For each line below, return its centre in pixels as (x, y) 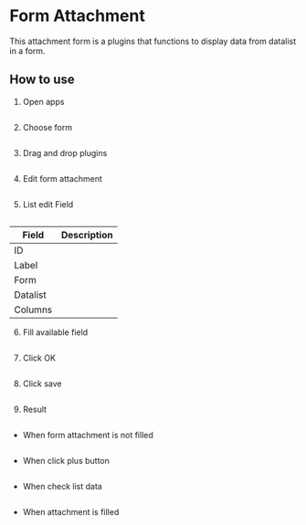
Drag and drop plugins (65, 152)
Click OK (39, 358)
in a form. (27, 50)
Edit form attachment (63, 178)
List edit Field (48, 204)
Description (87, 235)
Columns (33, 310)
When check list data (62, 486)
